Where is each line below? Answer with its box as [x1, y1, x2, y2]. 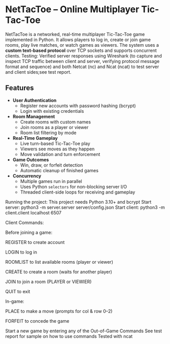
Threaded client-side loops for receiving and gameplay [20, 189, 135, 195]
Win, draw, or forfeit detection [20, 162, 83, 168]
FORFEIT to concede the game [5, 318, 70, 324]
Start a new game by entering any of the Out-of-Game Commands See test [5, 328, 162, 334]
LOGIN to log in [5, 249, 37, 255]
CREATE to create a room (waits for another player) [5, 268, 113, 275]
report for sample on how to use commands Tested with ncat [5, 333, 133, 339]
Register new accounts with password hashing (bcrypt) [20, 103, 136, 109]
